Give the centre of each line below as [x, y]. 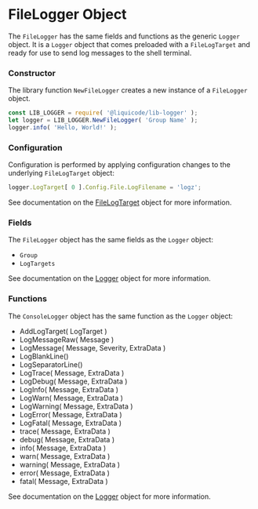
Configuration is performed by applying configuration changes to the [120, 165]
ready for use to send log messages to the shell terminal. [100, 53]
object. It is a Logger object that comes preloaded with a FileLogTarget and [129, 44]
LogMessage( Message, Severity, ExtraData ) [93, 347]
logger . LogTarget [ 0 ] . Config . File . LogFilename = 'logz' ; [105, 187]
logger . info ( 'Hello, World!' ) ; [63, 127]
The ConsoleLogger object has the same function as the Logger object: [120, 316]
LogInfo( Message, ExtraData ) [69, 389]
